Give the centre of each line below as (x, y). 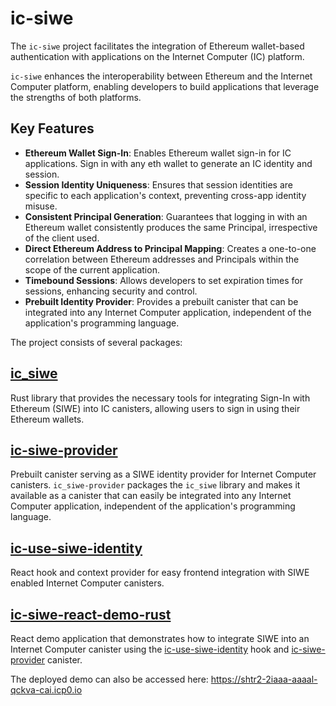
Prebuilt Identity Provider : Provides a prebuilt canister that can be (161, 301)
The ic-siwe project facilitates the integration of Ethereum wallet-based (157, 46)
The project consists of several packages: (96, 342)
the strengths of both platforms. (76, 97)
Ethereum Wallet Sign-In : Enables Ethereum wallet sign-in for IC (158, 153)
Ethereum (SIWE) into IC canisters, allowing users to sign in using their (155, 408)
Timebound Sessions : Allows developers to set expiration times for (164, 280)
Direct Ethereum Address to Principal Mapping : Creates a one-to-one (170, 248)
